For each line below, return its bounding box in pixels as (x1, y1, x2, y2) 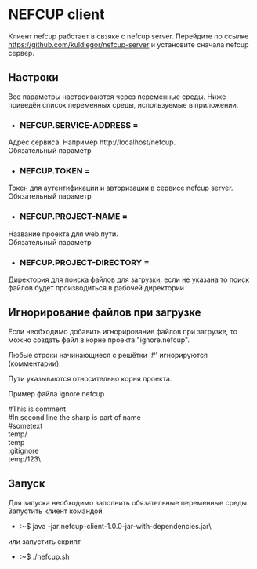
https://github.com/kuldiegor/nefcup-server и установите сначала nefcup (8, 39, 249, 49)
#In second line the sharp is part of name (8, 412, 141, 421)
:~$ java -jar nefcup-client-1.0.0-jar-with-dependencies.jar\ (19, 521, 212, 531)
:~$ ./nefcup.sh (19, 552, 70, 561)
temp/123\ (8, 454, 42, 464)
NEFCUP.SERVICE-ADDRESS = (19, 119, 139, 130)
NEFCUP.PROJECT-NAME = (19, 211, 128, 222)
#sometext (8, 421, 43, 430)
